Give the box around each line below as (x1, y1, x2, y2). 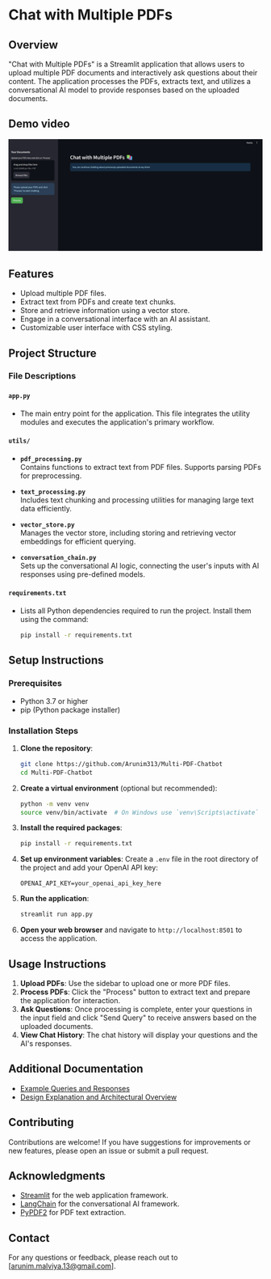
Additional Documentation (8, 1062, 144, 1076)
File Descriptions (8, 371, 77, 382)
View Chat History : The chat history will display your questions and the (19, 1030, 258, 1040)
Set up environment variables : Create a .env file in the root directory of (19, 854, 259, 864)
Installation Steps (8, 725, 79, 736)
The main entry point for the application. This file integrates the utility (19, 409, 250, 418)
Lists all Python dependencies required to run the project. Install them (19, 606, 252, 616)
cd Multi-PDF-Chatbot (19, 769, 93, 777)
